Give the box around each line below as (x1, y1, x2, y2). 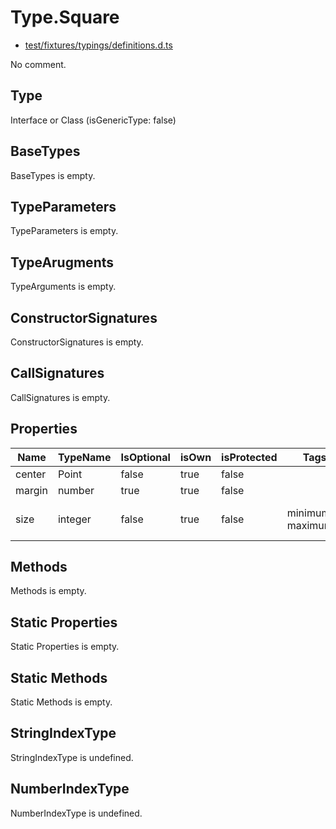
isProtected (221, 450, 278, 464)
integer (57, 512, 92, 526)
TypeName (57, 450, 112, 464)
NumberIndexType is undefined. (10, 807, 143, 819)
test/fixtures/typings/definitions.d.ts (24, 39, 173, 51)
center (15, 467, 47, 481)
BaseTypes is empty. (10, 169, 96, 181)
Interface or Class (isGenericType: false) (10, 114, 177, 126)
